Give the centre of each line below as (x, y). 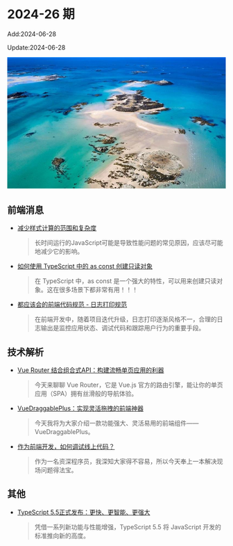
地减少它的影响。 (59, 252)
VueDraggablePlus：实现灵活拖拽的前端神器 (80, 408)
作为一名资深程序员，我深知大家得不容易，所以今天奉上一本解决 (126, 461)
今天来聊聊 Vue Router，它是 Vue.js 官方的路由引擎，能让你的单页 (129, 385)
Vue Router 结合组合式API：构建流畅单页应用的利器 (90, 370)
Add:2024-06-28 (32, 34)
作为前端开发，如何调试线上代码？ (66, 447)
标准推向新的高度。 (62, 536)
